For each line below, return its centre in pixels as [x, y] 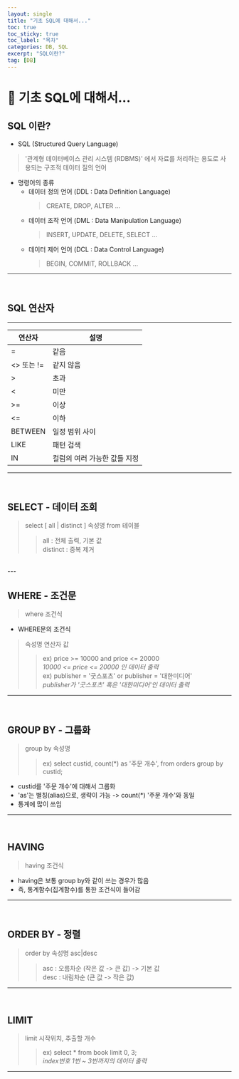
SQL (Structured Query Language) [68, 144]
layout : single [30, 14]
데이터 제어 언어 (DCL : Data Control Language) [96, 249]
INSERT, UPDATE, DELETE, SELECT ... [102, 234]
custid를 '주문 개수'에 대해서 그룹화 [67, 786]
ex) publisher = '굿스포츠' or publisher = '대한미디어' [117, 676]
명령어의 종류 [36, 182]
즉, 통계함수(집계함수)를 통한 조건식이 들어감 [79, 889]
